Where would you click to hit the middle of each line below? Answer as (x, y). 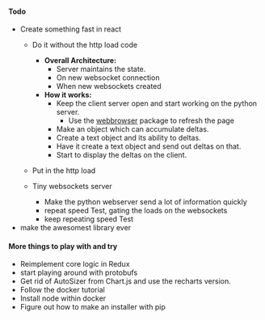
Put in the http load (64, 171)
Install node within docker (63, 298)
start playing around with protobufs (79, 273)
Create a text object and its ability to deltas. (128, 138)
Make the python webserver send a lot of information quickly (146, 202)
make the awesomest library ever (76, 228)
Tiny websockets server (72, 187)
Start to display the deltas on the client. (122, 155)
